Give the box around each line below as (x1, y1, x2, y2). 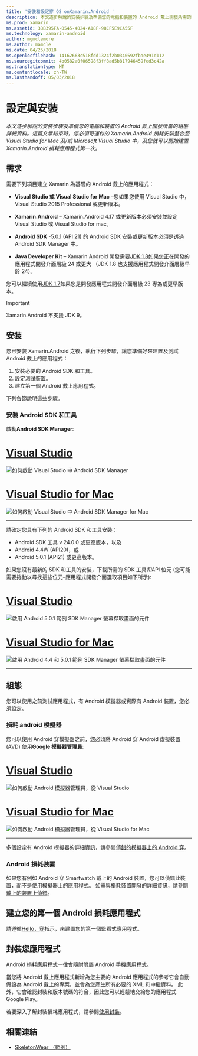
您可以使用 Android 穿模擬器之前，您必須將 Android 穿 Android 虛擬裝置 (6, 735, 181, 742)
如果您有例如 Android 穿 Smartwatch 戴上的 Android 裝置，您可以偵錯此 (6, 875, 181, 882)
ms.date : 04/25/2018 (6, 47, 57, 53)
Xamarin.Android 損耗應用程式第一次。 (6, 145, 101, 152)
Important (6, 299, 30, 306)
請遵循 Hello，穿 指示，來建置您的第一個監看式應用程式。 (6, 925, 143, 932)
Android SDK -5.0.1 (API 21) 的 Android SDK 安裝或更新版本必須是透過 (14, 233, 184, 240)
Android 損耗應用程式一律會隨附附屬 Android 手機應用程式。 (6, 961, 152, 968)
